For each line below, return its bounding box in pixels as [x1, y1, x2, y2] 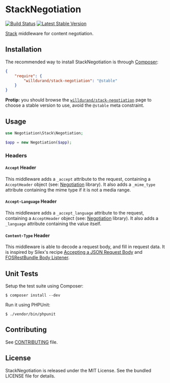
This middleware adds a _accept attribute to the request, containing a [5, 176, 151, 182]
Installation [5, 45, 42, 54]
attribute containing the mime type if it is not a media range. [5, 186, 131, 193]
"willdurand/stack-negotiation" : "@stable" [23, 78, 117, 83]
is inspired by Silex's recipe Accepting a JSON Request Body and [5, 249, 143, 255]
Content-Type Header [5, 232, 50, 238]
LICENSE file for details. [5, 373, 56, 379]
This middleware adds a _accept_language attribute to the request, [5, 210, 144, 216]
